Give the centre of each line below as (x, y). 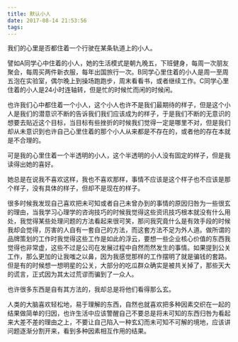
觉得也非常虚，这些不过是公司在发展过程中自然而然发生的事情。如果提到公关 (119, 248)
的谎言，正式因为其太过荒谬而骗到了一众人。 (73, 275)
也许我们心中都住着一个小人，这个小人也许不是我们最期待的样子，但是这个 (116, 105)
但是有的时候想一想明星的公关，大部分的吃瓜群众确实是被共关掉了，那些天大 (119, 265)
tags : (15, 27)
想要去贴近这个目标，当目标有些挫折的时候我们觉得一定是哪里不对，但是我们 (119, 123)
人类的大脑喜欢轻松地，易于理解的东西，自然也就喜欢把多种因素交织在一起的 (119, 304)
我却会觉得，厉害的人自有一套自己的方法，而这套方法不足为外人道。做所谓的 (119, 230)
